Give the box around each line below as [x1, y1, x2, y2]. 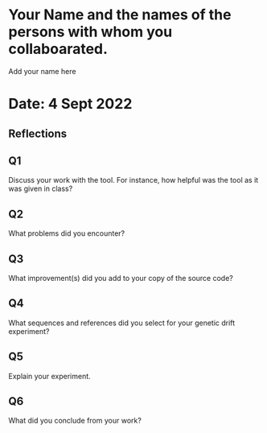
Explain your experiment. [8, 371, 91, 381]
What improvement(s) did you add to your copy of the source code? [8, 273, 233, 282]
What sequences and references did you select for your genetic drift [8, 318, 236, 328]
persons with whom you [8, 23, 173, 41]
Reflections [8, 126, 68, 140]
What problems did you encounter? [8, 229, 125, 238]
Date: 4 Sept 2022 [8, 95, 133, 113]
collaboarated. [8, 40, 109, 58]
